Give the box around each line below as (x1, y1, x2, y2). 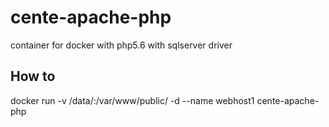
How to (10, 68, 56, 85)
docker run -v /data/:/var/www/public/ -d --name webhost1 (10, 94, 255, 106)
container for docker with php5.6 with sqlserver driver (10, 39, 233, 51)
